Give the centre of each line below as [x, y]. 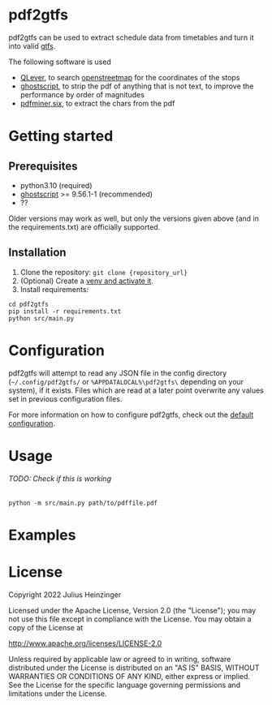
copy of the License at [46, 628]
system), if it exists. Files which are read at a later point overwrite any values [136, 390]
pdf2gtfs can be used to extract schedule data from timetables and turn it [131, 37]
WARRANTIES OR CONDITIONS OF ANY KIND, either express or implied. [129, 677]
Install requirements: [54, 289]
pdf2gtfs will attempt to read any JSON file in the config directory [118, 373]
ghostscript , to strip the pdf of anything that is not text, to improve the [137, 86]
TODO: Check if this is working [60, 479]
